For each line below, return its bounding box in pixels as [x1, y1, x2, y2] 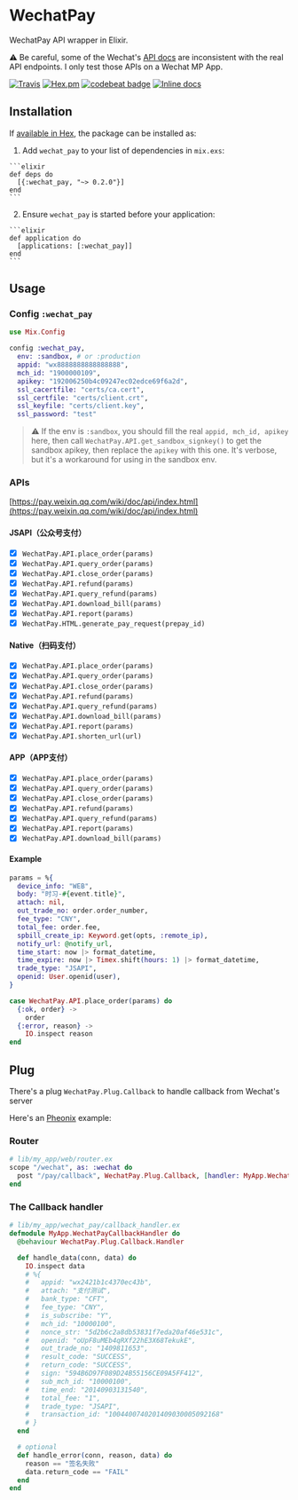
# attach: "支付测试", [25, 1286, 112, 1296]
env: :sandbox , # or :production [17, 352, 141, 361]
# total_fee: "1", [25, 1393, 101, 1402]
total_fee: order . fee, [17, 922, 101, 932]
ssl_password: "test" [17, 410, 98, 419]
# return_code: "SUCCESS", [25, 1361, 133, 1370]
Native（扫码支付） [9, 640, 82, 651]
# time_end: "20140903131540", [25, 1386, 149, 1394]
